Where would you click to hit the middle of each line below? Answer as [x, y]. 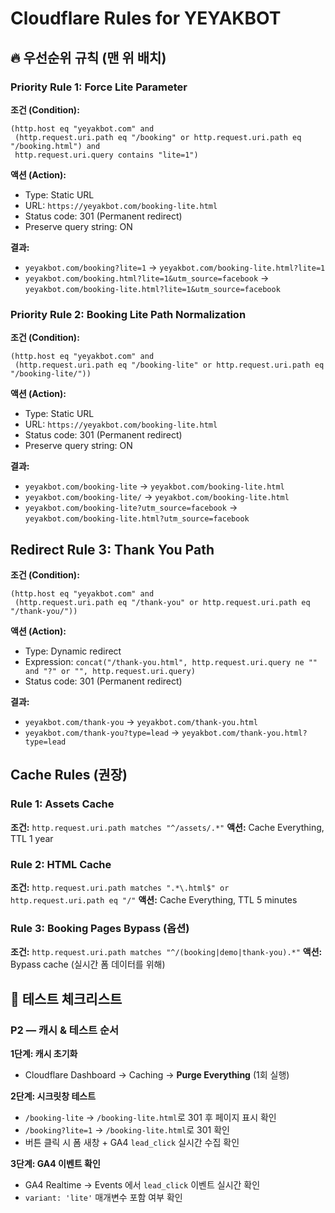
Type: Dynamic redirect [73, 651]
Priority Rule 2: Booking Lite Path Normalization [128, 314]
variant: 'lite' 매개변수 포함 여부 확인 [103, 1197]
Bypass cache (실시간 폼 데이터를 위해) [88, 964]
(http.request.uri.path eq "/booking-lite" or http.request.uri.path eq [169, 365]
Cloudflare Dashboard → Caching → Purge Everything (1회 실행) [157, 1074]
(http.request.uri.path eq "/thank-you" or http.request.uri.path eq [162, 602]
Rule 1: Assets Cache [62, 804]
